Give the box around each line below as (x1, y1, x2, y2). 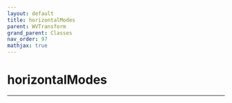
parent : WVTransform (7, 23, 67, 30)
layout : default (7, 10, 54, 17)
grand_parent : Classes (7, 29, 72, 37)
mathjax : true (7, 42, 48, 49)
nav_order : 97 (7, 36, 48, 43)
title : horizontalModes (7, 17, 76, 24)
